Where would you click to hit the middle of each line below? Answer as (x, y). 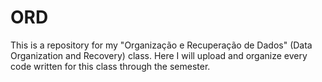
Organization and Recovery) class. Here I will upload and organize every (159, 55)
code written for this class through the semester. (110, 66)
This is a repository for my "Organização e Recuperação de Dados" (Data (161, 45)
